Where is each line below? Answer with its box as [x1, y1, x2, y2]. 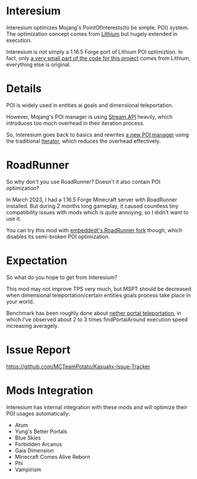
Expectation [6, 254, 67, 267]
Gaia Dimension [14, 447, 54, 454]
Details [6, 82, 42, 96]
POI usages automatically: [6, 410, 70, 417]
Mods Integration [6, 383, 94, 397]
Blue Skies [14, 434, 41, 441]
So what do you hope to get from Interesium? [6, 274, 118, 281]
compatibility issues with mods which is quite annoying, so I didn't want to [6, 208, 189, 216]
